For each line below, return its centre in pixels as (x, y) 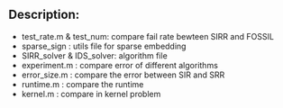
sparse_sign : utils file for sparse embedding (104, 46)
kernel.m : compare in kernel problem (91, 94)
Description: (44, 15)
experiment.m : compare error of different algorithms (119, 65)
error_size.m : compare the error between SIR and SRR (123, 75)
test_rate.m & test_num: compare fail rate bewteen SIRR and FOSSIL (147, 36)
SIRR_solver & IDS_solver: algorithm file (94, 55)
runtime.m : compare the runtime (82, 84)
